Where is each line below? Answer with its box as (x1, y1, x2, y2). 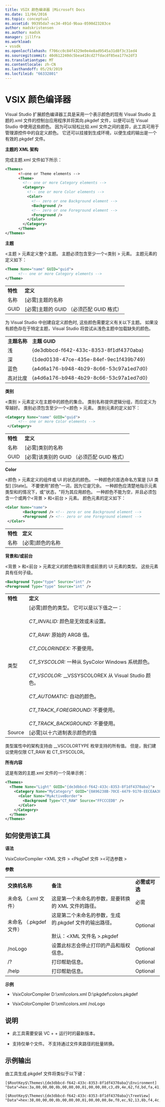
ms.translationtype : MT (5, 58, 54, 63)
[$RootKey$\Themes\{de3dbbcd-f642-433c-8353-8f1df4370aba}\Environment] (5, 1080, 157, 1085)
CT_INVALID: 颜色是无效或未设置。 (28, 618, 109, 625)
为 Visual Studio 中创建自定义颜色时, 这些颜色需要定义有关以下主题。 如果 (5, 319, 154, 325)
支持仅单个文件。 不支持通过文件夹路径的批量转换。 (12, 1041, 117, 1046)
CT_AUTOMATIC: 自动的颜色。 (28, 693, 99, 700)
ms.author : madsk (5, 30, 41, 35)
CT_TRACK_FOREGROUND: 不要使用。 (28, 707, 118, 714)
